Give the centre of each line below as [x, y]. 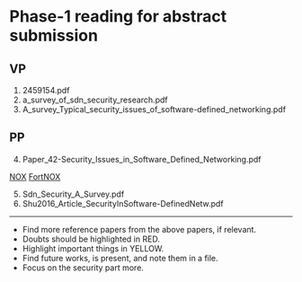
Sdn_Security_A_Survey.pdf [73, 194]
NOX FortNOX [35, 176]
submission [54, 35]
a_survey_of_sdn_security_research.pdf [95, 100]
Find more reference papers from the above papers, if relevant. [139, 229]
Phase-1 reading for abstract [118, 17]
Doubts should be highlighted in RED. [91, 239]
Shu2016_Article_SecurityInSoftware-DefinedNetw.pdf [123, 203]
